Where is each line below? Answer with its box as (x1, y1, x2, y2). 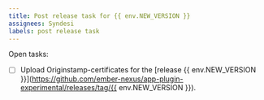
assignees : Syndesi (8, 20, 75, 28)
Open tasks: (8, 50, 49, 59)
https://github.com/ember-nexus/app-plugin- (31, 74, 184, 84)
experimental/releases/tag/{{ (19, 83, 118, 93)
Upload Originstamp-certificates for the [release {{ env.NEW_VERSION (19, 65, 257, 75)
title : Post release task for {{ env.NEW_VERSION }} (8, 11, 191, 20)
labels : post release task (8, 27, 100, 35)
